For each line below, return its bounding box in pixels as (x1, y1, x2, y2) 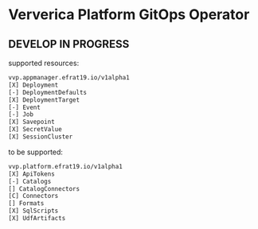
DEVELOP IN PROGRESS (8, 37, 130, 51)
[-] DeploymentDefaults (8, 88, 88, 96)
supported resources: (8, 58, 80, 68)
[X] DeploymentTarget (8, 95, 80, 104)
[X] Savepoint (8, 118, 56, 126)
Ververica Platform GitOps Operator (8, 6, 250, 24)
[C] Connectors (8, 192, 59, 200)
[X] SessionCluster (8, 133, 73, 141)
